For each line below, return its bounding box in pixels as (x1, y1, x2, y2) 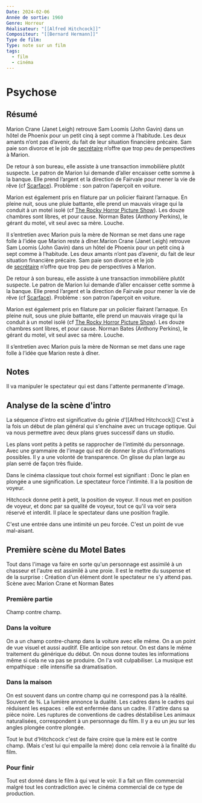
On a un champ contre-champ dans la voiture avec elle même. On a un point (6, 637, 196, 644)
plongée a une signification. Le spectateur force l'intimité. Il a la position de (6, 478, 193, 486)
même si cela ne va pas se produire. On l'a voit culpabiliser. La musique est (6, 656, 193, 664)
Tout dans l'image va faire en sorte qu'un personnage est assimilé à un (6, 560, 183, 568)
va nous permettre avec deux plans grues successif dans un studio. (6, 429, 175, 436)
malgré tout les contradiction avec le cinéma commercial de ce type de (6, 784, 183, 791)
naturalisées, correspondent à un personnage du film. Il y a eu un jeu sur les (6, 717, 195, 725)
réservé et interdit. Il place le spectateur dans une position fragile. (6, 509, 170, 516)
